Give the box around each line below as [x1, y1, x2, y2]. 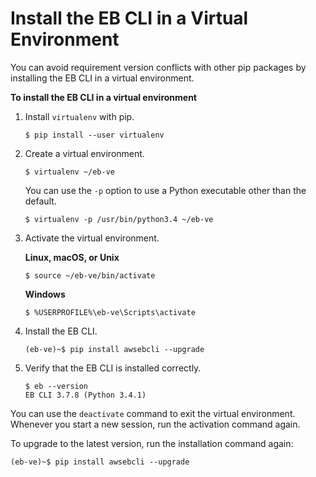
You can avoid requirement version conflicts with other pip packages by [10, 61, 307, 73]
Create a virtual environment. [24, 147, 145, 159]
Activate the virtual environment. [24, 232, 160, 244]
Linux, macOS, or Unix [24, 251, 120, 263]
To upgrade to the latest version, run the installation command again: [10, 437, 294, 449]
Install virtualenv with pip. [24, 110, 135, 122]
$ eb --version [24, 381, 89, 391]
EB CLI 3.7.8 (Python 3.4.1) [24, 390, 147, 400]
